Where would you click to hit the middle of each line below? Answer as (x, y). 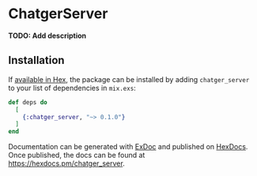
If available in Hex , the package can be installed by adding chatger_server (129, 79)
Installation (36, 60)
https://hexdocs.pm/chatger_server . (66, 163)
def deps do (28, 102)
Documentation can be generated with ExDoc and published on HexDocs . (128, 147)
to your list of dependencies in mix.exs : (72, 88)
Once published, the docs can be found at (77, 155)
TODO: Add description (47, 36)
